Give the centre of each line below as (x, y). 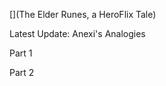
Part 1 (21, 53)
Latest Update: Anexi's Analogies (77, 33)
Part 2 (22, 72)
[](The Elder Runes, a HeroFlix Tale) (83, 14)
